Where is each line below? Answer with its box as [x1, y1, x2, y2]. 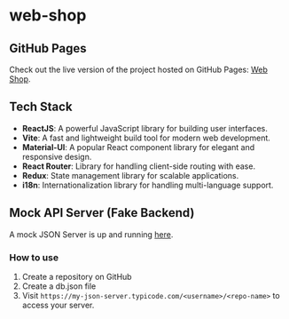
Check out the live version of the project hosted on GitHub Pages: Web [9, 64, 268, 75]
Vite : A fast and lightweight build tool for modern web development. [21, 132, 270, 143]
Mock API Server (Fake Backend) [9, 205, 195, 220]
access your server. [21, 299, 95, 310]
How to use [9, 251, 59, 263]
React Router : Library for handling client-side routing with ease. [21, 161, 255, 171]
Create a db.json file [21, 281, 97, 291]
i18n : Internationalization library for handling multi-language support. [21, 179, 274, 190]
